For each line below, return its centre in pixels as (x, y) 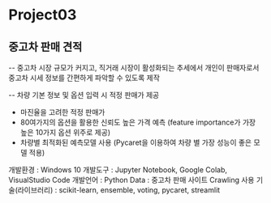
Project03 (43, 15)
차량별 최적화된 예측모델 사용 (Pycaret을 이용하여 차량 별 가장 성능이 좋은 (136, 142)
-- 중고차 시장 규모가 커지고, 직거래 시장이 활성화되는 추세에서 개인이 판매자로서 (134, 68)
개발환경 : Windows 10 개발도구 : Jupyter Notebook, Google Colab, (118, 170)
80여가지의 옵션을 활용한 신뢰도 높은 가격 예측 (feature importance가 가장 (138, 122)
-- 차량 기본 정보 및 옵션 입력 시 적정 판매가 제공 (84, 95)
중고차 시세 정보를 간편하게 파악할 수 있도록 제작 (84, 78)
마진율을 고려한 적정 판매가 (62, 112)
